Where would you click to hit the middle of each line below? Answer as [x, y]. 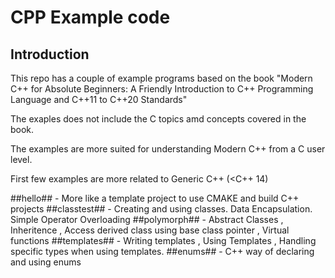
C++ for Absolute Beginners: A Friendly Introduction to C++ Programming [162, 89]
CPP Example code [90, 17]
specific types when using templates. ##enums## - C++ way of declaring [162, 251]
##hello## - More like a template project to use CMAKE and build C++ [155, 198]
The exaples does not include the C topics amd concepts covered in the [158, 119]
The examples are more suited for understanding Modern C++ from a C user [168, 149]
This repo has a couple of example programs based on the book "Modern [161, 78]
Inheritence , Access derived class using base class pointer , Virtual [150, 230]
